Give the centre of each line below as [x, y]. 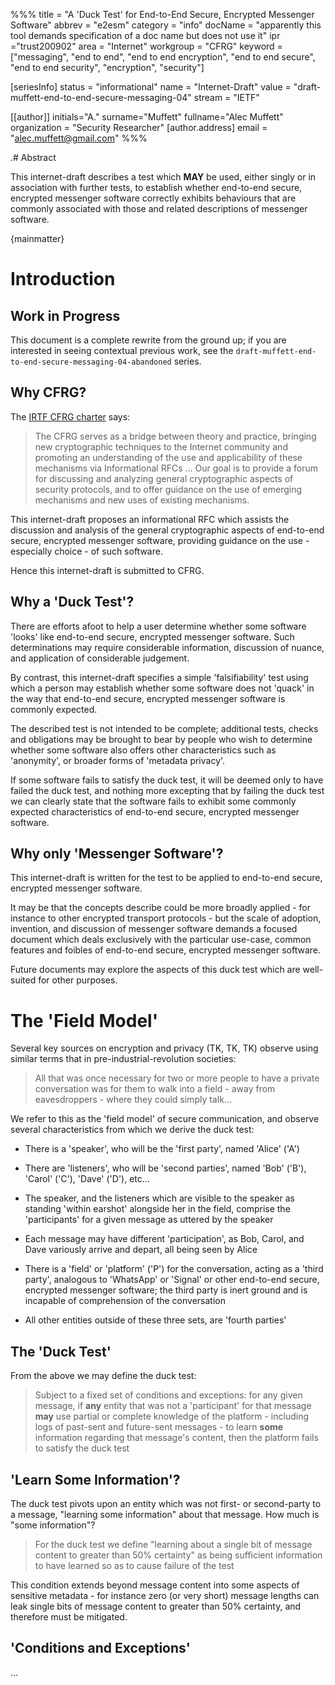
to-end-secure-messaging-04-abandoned [91, 362]
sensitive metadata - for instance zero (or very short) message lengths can [165, 1595]
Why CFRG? [48, 392]
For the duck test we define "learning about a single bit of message [173, 1544]
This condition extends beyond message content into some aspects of [155, 1585]
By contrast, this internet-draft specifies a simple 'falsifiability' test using [159, 677]
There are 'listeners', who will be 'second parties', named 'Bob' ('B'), [165, 1168]
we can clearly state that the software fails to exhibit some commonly [153, 801]
